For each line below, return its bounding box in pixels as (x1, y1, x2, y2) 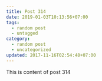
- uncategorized (11, 47, 51, 53)
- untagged (11, 31, 38, 36)
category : (6, 36, 31, 42)
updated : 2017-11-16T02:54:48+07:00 (6, 52, 96, 58)
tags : (6, 19, 19, 25)
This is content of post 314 (6, 68, 71, 75)
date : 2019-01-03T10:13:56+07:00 (6, 14, 88, 20)
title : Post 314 (6, 8, 46, 15)
